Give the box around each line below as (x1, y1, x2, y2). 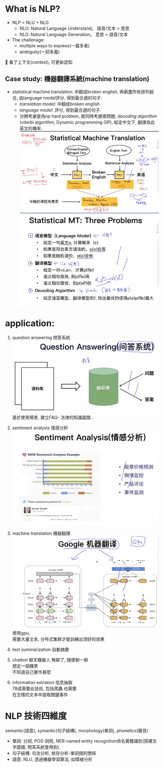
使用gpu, (12, 630, 30, 636)
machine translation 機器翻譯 (12, 530, 71, 536)
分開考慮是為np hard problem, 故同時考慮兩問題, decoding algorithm (19, 113, 157, 119)
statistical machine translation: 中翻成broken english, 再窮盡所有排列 (12, 89, 150, 95)
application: (5, 318, 55, 329)
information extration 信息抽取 (12, 679, 73, 685)
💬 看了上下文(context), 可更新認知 (5, 59, 73, 65)
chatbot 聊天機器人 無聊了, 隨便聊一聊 (12, 657, 88, 663)
